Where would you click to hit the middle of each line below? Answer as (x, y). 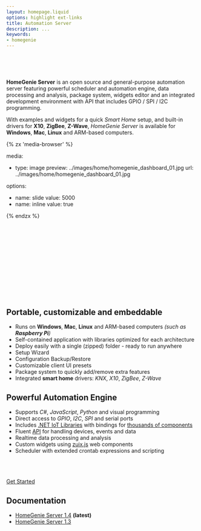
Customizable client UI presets (53, 365)
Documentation (36, 500)
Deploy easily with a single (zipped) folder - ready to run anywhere (98, 346)
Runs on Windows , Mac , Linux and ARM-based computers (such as (100, 327)
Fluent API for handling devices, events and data (75, 431)
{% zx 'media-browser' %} (40, 144)
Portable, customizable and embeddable (84, 312)
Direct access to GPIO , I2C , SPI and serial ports (74, 419)
